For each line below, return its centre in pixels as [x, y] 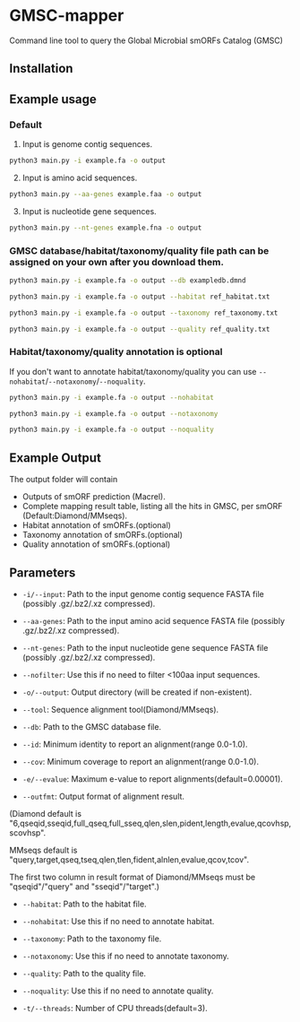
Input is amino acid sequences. [80, 178]
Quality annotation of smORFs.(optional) [96, 544]
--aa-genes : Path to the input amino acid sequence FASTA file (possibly [153, 620]
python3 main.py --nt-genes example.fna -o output [106, 228]
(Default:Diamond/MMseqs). [75, 515]
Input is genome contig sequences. [87, 144]
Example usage [53, 99]
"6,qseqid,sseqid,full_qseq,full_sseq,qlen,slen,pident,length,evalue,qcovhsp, [150, 823]
